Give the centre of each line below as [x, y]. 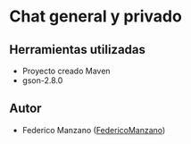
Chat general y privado [96, 17]
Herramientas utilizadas [77, 50]
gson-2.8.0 [42, 80]
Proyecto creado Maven [66, 71]
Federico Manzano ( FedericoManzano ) [94, 130]
